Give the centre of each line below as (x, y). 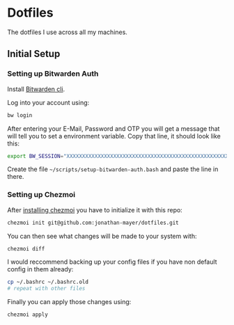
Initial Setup (34, 54)
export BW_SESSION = (36, 156)
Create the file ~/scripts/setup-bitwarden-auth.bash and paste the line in (113, 169)
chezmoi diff (26, 248)
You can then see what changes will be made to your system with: (102, 236)
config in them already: (40, 269)
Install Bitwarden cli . (36, 89)
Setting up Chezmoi (41, 195)
